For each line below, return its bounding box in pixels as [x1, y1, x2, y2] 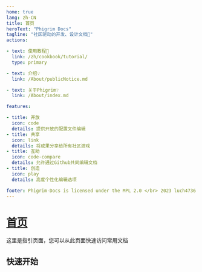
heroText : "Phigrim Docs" [6, 25, 71, 32]
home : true [6, 8, 34, 15]
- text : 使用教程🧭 [6, 48, 50, 55]
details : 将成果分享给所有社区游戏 [11, 143, 91, 149]
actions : [6, 37, 28, 43]
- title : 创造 [6, 165, 41, 171]
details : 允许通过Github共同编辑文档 [11, 160, 98, 166]
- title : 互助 [6, 148, 41, 155]
